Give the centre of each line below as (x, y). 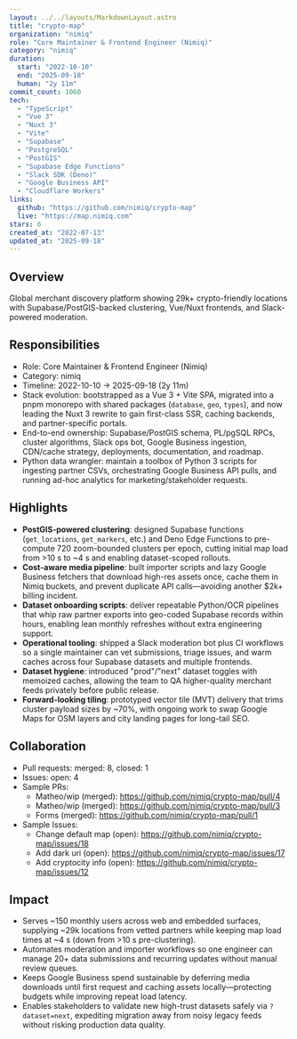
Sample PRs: (45, 786)
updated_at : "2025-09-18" (57, 241)
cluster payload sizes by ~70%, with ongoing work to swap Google (144, 709)
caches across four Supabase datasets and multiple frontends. (137, 661)
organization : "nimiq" (51, 34)
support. (38, 633)
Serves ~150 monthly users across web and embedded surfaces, (141, 921)
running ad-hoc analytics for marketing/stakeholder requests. (135, 479)
